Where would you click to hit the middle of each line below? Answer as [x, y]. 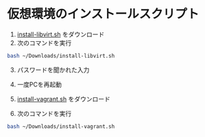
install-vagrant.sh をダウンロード [64, 99]
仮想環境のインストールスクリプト [103, 14]
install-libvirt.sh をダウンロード [61, 34]
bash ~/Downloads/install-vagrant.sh [61, 126]
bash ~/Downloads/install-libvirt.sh [61, 55]
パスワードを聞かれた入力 [53, 70]
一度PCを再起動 [39, 84]
